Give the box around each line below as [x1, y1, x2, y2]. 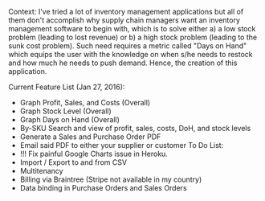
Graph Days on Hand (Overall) [19, 115, 120, 124]
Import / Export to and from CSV [19, 158, 127, 167]
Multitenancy [19, 166, 63, 175]
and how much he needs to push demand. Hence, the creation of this [8, 58, 238, 68]
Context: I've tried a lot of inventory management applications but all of [8, 7, 244, 16]
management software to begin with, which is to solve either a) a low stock [8, 24, 256, 33]
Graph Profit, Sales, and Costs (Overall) [19, 98, 151, 107]
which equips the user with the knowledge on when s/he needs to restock [8, 50, 253, 59]
